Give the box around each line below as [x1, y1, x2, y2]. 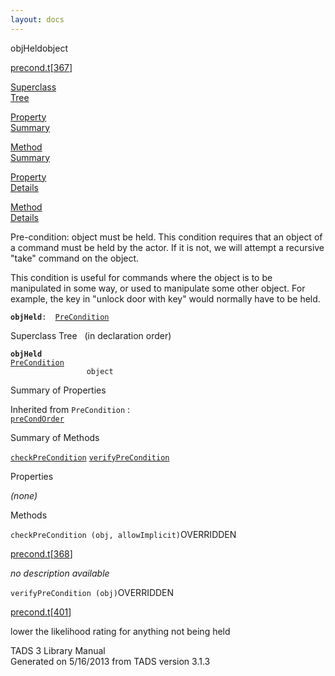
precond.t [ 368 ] [10, 547, 73, 560]
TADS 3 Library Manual [10, 644, 106, 656]
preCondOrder [10, 414, 65, 424]
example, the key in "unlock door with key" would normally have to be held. [10, 292, 321, 305]
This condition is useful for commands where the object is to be [10, 271, 273, 283]
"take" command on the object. [10, 252, 140, 264]
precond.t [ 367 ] [10, 61, 73, 73]
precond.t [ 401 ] [10, 606, 72, 618]
